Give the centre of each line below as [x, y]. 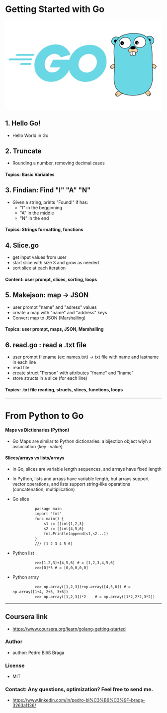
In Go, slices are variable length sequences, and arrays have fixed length [87, 469]
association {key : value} [38, 446]
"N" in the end [34, 218]
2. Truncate [23, 151]
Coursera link [27, 617]
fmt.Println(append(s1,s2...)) [76, 534]
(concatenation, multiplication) [43, 489]
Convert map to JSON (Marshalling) [49, 318]
